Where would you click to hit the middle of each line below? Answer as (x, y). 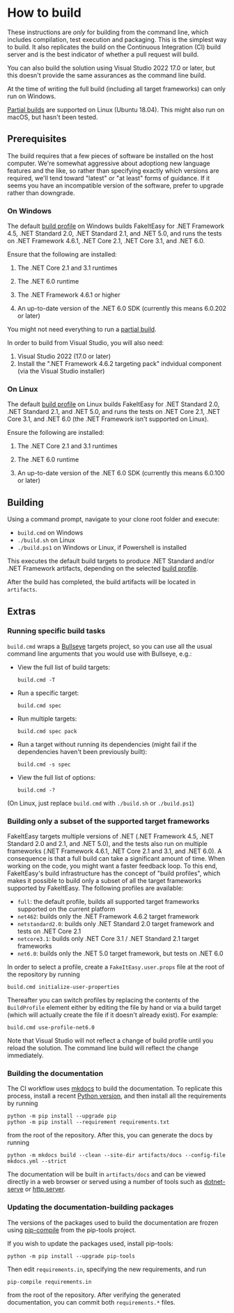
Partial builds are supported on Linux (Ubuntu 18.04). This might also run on (116, 109)
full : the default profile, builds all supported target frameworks (108, 902)
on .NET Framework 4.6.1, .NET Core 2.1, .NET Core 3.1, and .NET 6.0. (106, 241)
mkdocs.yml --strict (37, 1162)
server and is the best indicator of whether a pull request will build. (103, 54)
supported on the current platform (66, 909)
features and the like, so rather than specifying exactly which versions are (113, 170)
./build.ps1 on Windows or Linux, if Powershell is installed (102, 548)
